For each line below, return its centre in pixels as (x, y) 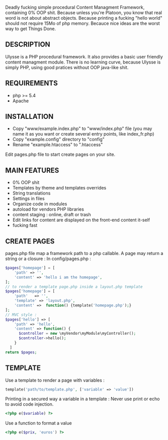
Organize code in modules (40, 204)
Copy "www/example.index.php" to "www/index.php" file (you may (82, 129)
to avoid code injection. (29, 404)
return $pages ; (21, 352)
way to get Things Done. (31, 29)
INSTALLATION (29, 117)
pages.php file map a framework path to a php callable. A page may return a (84, 254)
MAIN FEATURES (32, 170)
